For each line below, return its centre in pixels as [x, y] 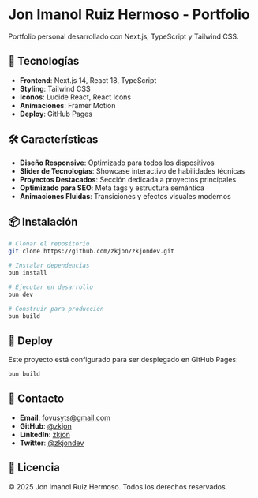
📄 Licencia [34, 468]
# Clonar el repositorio [49, 244]
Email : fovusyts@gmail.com [65, 417]
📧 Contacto [36, 399]
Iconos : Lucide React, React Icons [75, 97]
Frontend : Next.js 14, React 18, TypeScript [88, 80]
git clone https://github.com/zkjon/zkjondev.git [92, 251]
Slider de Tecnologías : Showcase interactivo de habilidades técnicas [132, 170]
